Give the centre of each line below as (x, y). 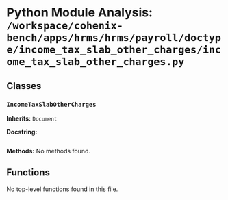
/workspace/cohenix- (65, 26)
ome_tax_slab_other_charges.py (96, 62)
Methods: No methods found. (48, 151)
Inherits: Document (32, 118)
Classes (24, 86)
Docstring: (22, 132)
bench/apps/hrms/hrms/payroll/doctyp (114, 38)
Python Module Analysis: (80, 13)
